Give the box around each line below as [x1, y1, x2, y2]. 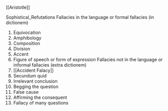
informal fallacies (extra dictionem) [13, 62, 87, 68]
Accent [13, 51, 29, 57]
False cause [13, 89, 39, 95]
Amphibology [13, 35, 42, 41]
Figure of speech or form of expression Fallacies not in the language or [13, 57, 163, 63]
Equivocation [13, 30, 41, 35]
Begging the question [13, 84, 59, 90]
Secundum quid [13, 73, 47, 78]
